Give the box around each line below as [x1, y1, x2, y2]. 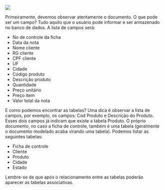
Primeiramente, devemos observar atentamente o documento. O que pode [5, 14, 158, 20]
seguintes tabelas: [5, 134, 43, 139]
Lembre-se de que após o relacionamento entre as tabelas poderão [5, 174, 144, 180]
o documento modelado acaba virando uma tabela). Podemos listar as [5, 128, 149, 134]
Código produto [12, 71, 45, 77]
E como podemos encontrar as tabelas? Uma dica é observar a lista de [5, 107, 150, 113]
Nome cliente [12, 45, 40, 51]
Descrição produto [12, 77, 51, 82]
